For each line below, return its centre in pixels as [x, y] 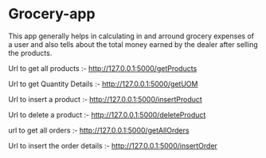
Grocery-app [52, 14]
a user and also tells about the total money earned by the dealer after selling [133, 44]
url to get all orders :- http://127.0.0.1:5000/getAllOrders [99, 130]
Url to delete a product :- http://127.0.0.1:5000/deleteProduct [107, 115]
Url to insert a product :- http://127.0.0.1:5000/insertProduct [106, 99]
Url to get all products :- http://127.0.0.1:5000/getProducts [103, 68]
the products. [30, 53]
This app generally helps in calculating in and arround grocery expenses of [131, 36]
